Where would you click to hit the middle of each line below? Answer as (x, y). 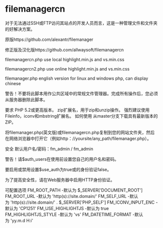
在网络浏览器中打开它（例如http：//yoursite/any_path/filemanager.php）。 (78, 138)
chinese (13, 83)
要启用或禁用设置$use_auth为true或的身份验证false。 (58, 169)
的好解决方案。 (20, 29)
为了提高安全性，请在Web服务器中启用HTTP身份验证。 (60, 180)
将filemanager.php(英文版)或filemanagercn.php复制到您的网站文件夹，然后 (80, 132)
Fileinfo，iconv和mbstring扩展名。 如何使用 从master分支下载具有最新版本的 (81, 116)
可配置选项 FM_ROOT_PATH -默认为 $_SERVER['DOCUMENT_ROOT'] (74, 190)
